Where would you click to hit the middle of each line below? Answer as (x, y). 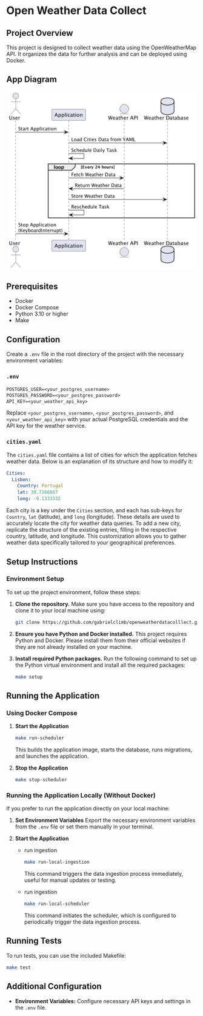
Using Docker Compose (42, 713)
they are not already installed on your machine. (74, 646)
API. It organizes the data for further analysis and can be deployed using (97, 54)
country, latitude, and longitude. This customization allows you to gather (96, 536)
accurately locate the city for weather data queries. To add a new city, (94, 523)
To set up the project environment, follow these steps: (74, 592)
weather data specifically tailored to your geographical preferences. (91, 543)
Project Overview (40, 33)
